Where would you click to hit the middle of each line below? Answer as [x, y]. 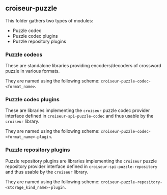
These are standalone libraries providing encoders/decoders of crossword [83, 66]
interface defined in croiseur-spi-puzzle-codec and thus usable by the [79, 116]
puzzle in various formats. [33, 71]
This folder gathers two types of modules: [49, 20]
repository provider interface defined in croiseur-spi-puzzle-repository [81, 166]
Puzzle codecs [24, 54]
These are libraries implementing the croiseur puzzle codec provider [78, 110]
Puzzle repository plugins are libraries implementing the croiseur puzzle [81, 161]
